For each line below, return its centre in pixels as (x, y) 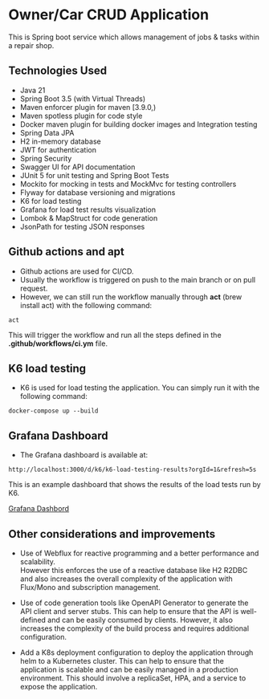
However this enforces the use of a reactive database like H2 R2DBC (134, 570)
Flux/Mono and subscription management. (90, 587)
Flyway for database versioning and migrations (98, 192)
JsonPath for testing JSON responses (82, 226)
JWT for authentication (58, 149)
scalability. (38, 562)
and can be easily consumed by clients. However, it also (140, 620)
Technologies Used (57, 71)
